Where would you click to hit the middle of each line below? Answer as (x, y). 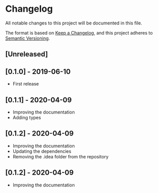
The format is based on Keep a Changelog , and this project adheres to (79, 33)
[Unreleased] (27, 54)
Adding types (27, 117)
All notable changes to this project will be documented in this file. (74, 23)
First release (26, 84)
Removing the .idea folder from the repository (60, 156)
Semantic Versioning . (28, 38)
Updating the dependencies (42, 151)
